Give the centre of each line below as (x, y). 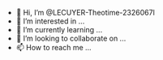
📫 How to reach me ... (54, 47)
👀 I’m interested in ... (50, 21)
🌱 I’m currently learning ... (59, 30)
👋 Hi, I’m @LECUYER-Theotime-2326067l (86, 13)
